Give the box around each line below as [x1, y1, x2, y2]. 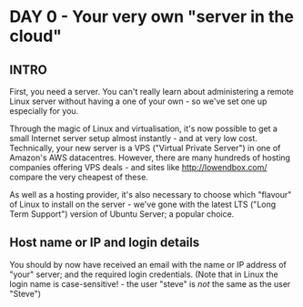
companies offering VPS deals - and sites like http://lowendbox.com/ [9, 162, 268, 172]
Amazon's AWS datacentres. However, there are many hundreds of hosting [9, 152, 291, 163]
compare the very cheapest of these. [9, 171, 148, 182]
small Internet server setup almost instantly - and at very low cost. [9, 133, 258, 143]
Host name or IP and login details [9, 235, 200, 251]
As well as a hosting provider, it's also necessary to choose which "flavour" [9, 189, 292, 200]
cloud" [9, 26, 62, 46]
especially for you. [9, 106, 79, 116]
